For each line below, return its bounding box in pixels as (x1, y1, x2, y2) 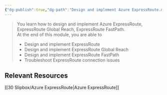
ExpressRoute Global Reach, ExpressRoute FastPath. (16, 26, 125, 32)
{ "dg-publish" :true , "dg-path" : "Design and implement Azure (4, 7, 130, 12)
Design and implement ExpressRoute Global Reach (24, 46, 129, 52)
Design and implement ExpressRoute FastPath (24, 52, 120, 58)
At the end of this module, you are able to (16, 31, 102, 37)
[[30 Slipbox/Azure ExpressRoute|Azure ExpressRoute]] (4, 85, 119, 91)
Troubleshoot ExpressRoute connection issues (24, 57, 120, 63)
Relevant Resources (4, 72, 68, 80)
